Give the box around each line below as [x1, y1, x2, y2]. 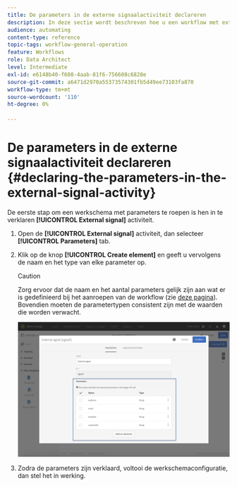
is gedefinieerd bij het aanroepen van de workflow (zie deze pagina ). [17, 293, 218, 301]
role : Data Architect [7, 57, 71, 64]
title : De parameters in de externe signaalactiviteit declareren [7, 11, 207, 18]
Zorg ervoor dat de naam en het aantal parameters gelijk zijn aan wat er [17, 285, 226, 293]
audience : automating [7, 26, 71, 33]
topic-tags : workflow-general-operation [7, 41, 128, 49]
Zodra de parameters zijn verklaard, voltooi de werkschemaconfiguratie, [17, 464, 228, 473]
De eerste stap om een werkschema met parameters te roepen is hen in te [7, 208, 224, 216]
